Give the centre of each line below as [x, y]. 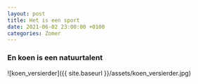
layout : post [26, 14]
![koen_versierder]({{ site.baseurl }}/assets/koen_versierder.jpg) [99, 73]
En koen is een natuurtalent [55, 58]
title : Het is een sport [44, 20]
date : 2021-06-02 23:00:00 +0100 [56, 27]
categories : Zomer [34, 33]
